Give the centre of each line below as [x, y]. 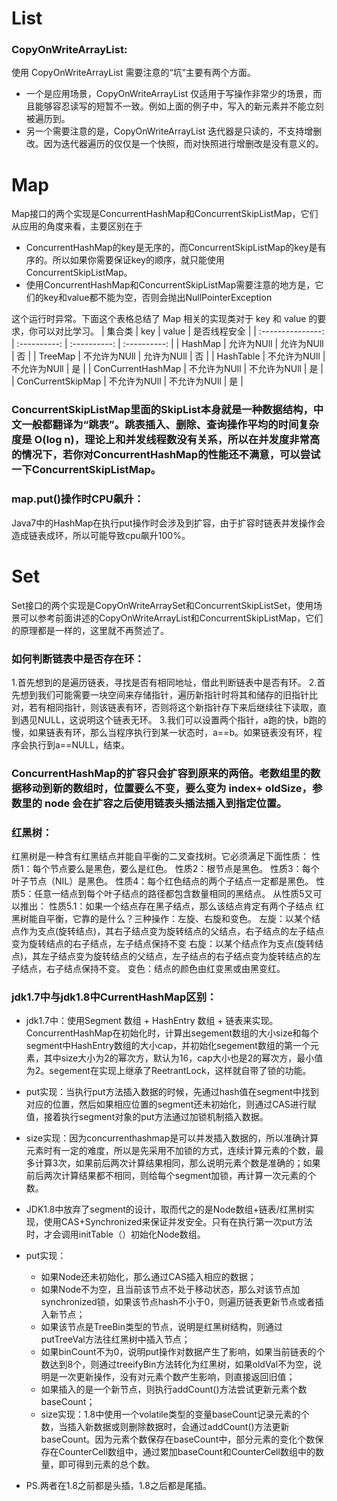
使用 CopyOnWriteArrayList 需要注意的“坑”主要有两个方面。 [133, 73]
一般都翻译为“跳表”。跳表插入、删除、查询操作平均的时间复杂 [170, 425]
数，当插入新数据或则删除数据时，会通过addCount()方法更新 [165, 1427]
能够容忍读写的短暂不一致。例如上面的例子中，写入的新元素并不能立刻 [179, 106]
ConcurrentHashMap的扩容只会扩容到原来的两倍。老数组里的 [161, 773]
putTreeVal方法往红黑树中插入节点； [115, 1339]
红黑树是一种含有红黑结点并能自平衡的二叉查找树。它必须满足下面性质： [160, 856]
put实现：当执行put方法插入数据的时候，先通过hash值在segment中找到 [172, 1092]
